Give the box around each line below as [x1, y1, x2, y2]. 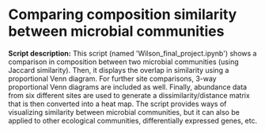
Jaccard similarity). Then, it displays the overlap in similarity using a [8, 65, 229, 74]
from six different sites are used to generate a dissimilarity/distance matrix [8, 90, 251, 100]
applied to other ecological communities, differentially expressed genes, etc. [8, 116, 258, 125]
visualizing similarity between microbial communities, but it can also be [8, 107, 240, 116]
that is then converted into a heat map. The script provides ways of [8, 99, 227, 108]
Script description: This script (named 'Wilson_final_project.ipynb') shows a [8, 48, 257, 58]
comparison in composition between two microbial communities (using [8, 57, 239, 66]
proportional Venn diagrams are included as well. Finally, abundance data [8, 82, 248, 92]
